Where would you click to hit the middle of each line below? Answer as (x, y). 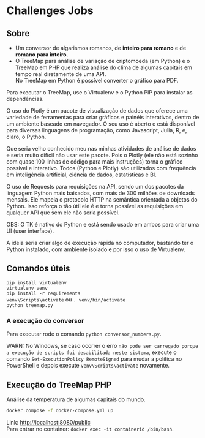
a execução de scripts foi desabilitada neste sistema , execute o (91, 352)
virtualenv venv (27, 288)
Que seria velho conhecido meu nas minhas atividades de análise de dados (101, 149)
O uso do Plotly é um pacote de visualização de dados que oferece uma (97, 111)
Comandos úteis (38, 269)
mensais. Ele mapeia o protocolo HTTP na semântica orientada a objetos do (102, 199)
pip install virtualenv (37, 282)
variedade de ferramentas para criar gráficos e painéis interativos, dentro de (103, 117)
